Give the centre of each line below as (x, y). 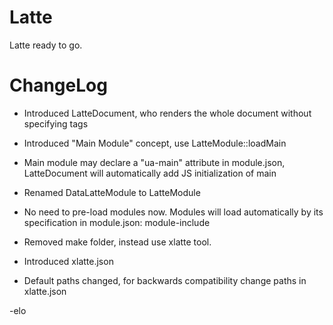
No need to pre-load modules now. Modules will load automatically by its (173, 212)
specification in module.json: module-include (117, 222)
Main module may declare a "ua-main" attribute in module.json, (154, 162)
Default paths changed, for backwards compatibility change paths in (165, 280)
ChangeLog (58, 85)
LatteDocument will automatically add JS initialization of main (150, 173)
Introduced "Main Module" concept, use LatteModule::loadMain (155, 143)
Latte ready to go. (46, 45)
